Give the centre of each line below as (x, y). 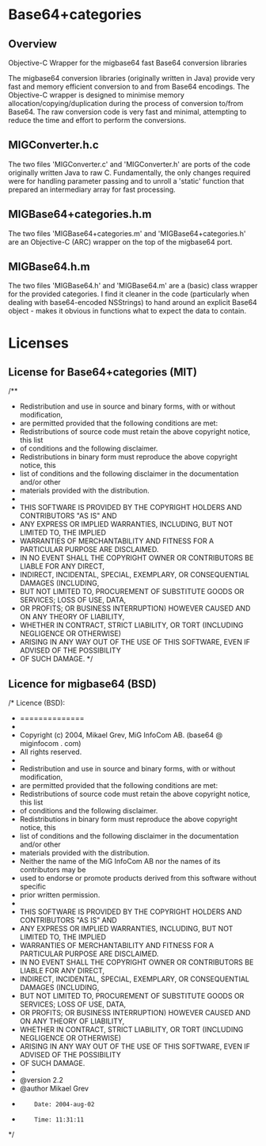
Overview (33, 44)
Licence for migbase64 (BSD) (82, 684)
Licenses (39, 343)
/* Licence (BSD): (37, 703)
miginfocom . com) (50, 744)
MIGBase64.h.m (49, 267)
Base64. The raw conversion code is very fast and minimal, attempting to (127, 112)
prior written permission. (60, 895)
